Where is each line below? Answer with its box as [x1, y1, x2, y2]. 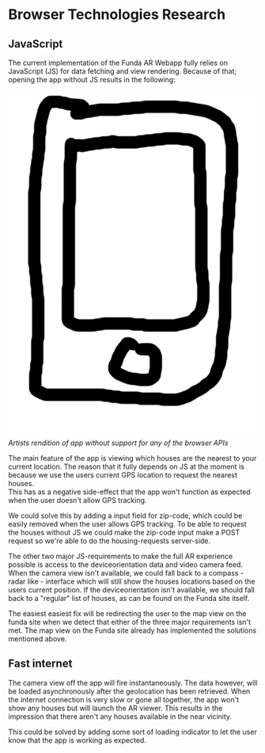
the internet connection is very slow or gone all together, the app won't [8, 694, 240, 704]
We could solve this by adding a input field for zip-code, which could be [8, 511, 243, 520]
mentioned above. [8, 634, 67, 643]
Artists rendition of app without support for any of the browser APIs [8, 438, 229, 447]
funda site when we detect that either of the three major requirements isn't [8, 618, 252, 626]
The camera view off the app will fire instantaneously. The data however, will [8, 678, 258, 687]
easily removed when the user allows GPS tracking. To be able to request [8, 519, 247, 528]
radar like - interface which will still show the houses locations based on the [8, 576, 256, 586]
